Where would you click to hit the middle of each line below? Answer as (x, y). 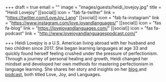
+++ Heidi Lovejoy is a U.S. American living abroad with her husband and (80, 43)
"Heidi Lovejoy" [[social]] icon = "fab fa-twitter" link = (60, 12)
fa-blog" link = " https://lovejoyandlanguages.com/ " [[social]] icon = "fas (79, 28)
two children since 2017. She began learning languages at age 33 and (76, 48)
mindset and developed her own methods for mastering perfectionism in (79, 64)
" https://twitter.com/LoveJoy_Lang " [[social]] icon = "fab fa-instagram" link (82, 18)
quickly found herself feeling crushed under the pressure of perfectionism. (82, 53)
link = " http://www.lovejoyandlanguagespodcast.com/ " (81, 33)
